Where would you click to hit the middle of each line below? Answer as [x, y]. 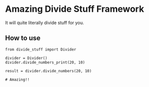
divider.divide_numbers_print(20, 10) [45, 62]
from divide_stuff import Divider [41, 49]
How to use [23, 38]
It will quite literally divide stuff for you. [45, 23]
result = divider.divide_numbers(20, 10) [49, 71]
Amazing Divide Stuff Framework [75, 9]
